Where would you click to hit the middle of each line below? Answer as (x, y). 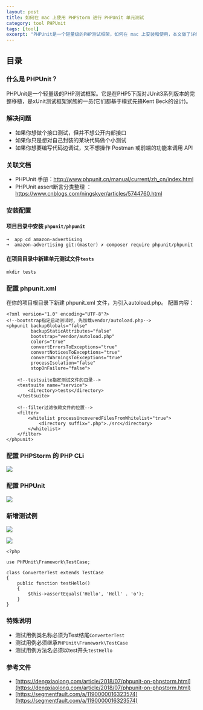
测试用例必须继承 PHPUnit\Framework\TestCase (71, 643)
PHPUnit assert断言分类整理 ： (53, 187)
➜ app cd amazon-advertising (44, 239)
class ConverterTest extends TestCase (55, 572)
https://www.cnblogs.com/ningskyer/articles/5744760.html (89, 194)
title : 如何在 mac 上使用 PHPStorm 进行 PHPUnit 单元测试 (75, 18)
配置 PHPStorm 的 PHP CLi (45, 456)
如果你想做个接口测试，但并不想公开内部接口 (71, 133)
